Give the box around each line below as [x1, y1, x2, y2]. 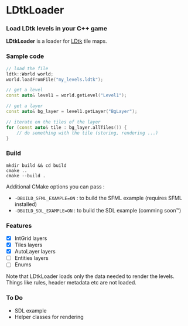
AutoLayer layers [14, 248, 56, 255]
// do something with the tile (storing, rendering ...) [16, 130, 159, 136]
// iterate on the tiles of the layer [6, 119, 101, 125]
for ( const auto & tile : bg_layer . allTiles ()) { [6, 124, 127, 131]
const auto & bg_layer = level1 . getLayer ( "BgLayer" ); [6, 109, 138, 115]
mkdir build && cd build [6, 162, 67, 169]
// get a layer [6, 103, 43, 109]
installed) [14, 200, 37, 208]
